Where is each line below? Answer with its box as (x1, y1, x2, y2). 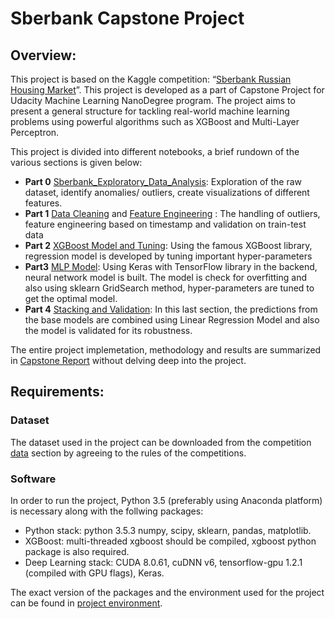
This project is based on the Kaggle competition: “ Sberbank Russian (10, 73, 292, 85)
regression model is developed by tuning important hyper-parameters (24, 250, 313, 262)
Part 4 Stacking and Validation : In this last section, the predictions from (24, 303, 318, 315)
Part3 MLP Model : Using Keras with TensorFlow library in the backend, (24, 261, 318, 272)
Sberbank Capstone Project (10, 7, 245, 30)
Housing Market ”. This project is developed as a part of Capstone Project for (10, 84, 325, 96)
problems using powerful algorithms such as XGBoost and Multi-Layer (10, 116, 300, 127)
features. (24, 197, 63, 209)
